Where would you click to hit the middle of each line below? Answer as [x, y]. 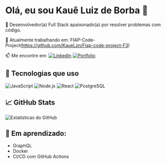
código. [13, 30]
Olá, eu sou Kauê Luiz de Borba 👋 [77, 10]
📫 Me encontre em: [26, 55]
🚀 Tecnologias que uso [42, 74]
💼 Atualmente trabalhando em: [37, 40]
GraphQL [22, 146]
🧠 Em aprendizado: [36, 133]
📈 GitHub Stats [30, 102]
